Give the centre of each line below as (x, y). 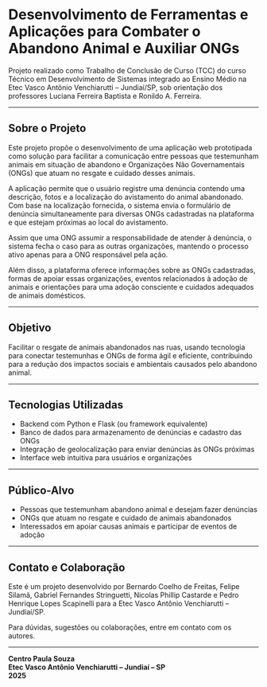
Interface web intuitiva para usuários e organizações (106, 458)
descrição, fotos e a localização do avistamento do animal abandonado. (126, 197)
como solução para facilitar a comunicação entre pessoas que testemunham (133, 156)
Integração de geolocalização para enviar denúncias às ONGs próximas (137, 449)
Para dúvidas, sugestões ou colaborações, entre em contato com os (120, 627)
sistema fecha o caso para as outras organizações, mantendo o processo (128, 246)
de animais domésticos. (47, 295)
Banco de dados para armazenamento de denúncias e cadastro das (131, 432)
